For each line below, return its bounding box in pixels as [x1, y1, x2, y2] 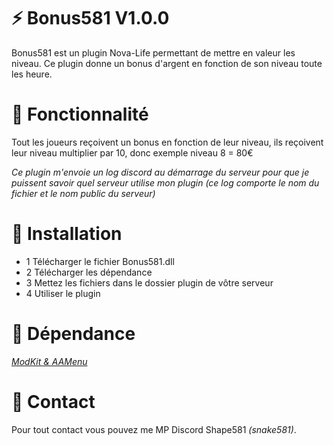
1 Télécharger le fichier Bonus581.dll [25, 255, 175, 267]
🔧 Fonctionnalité [11, 103, 149, 126]
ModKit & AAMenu [11, 355, 88, 367]
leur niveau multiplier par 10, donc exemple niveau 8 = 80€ [11, 146, 254, 159]
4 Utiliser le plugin [25, 287, 101, 299]
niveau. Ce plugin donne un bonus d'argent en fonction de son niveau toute [11, 57, 323, 69]
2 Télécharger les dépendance [25, 266, 153, 278]
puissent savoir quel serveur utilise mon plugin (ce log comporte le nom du [11, 176, 320, 189]
